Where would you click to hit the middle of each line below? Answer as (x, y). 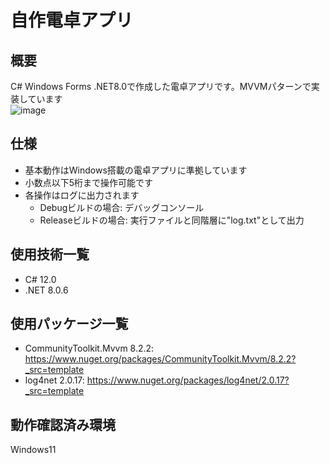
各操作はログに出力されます (82, 195)
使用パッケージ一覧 (69, 324)
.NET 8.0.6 (46, 290)
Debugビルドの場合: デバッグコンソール (122, 207)
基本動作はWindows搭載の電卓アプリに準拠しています (136, 170)
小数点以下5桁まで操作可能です (89, 182)
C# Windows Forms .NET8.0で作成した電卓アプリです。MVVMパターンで (161, 86)
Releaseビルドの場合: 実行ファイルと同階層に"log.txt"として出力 (172, 220)
